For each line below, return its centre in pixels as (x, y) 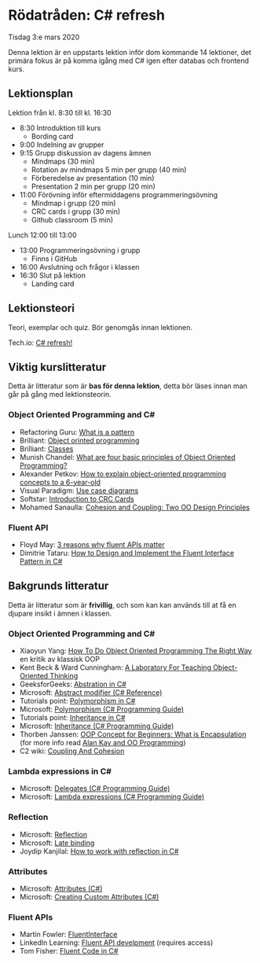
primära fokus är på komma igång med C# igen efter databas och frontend (129, 61)
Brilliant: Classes (46, 448)
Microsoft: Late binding (57, 843)
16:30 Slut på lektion (53, 275)
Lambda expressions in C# (60, 771)
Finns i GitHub (54, 259)
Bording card (52, 136)
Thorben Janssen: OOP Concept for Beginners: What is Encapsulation (133, 734)
